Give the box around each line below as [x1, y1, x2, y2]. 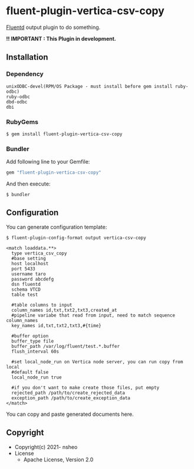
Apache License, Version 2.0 [23, 456, 94, 463]
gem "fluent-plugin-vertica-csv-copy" [6, 170, 101, 175]
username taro [11, 271, 46, 277]
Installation [6, 52, 48, 63]
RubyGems [6, 118, 38, 126]
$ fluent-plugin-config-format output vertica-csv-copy [6, 234, 146, 240]
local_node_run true [11, 374, 62, 380]
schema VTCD [11, 286, 41, 292]
